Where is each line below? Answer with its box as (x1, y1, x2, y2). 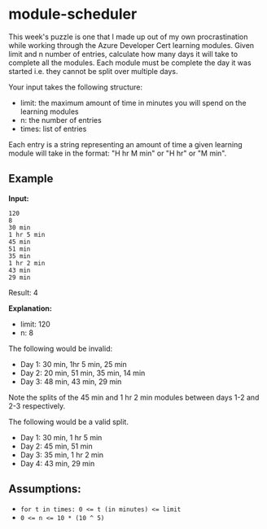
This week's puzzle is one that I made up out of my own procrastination (8, 32, 248, 42)
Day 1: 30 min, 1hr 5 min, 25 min (20, 359, 128, 369)
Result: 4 (8, 287, 38, 297)
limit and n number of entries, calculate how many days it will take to (8, 49, 239, 59)
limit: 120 (20, 319, 50, 329)
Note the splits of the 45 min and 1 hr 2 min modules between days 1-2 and (8, 392, 260, 402)
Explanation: (8, 303, 53, 313)
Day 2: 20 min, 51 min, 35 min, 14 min (20, 368, 146, 378)
